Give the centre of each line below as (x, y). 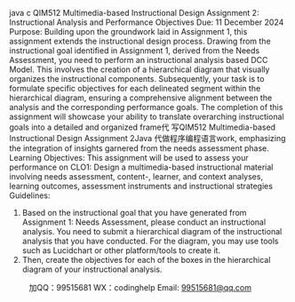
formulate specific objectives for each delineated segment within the (135, 88)
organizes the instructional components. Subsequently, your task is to (137, 79)
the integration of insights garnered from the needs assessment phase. (139, 148)
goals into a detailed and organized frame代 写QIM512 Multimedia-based (143, 127)
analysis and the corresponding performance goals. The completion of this (146, 107)
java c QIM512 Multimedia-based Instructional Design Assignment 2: (134, 13)
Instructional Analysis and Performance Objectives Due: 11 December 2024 (147, 22)
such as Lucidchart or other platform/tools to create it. (121, 250)
